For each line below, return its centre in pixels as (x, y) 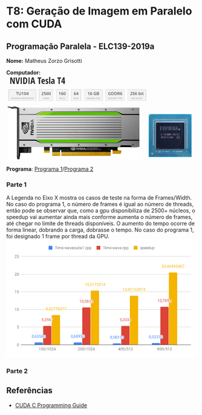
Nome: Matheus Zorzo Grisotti (44, 61)
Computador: (24, 73)
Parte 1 (17, 185)
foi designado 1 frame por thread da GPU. (58, 237)
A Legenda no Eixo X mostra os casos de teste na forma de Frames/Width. (99, 198)
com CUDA (34, 24)
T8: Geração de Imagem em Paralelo (99, 11)
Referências (30, 390)
